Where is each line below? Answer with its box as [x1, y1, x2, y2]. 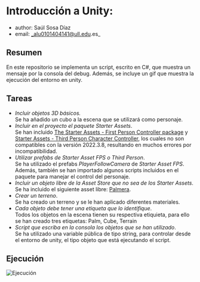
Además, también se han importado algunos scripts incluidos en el [14, 166, 179, 174]
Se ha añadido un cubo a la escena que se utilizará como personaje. [14, 115, 183, 123]
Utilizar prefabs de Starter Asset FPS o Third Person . [14, 154, 145, 161]
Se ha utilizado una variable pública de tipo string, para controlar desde [14, 230, 191, 237]
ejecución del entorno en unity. [6, 76, 82, 83]
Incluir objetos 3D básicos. [14, 109, 81, 117]
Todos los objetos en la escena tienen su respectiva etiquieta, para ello [14, 211, 190, 218]
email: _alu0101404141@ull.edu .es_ [14, 30, 101, 37]
